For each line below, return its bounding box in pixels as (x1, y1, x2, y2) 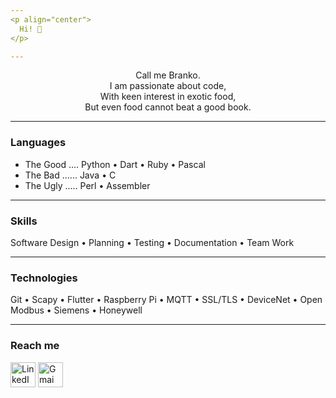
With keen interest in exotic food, (99, 91, 237, 103)
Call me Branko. (135, 69, 201, 81)
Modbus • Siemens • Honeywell (10, 304, 143, 316)
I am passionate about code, (109, 80, 227, 92)
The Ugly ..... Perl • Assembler (24, 179, 151, 191)
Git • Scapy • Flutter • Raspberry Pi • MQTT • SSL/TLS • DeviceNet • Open (10, 294, 323, 306)
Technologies (10, 271, 78, 285)
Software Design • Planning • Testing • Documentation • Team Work (10, 236, 295, 248)
